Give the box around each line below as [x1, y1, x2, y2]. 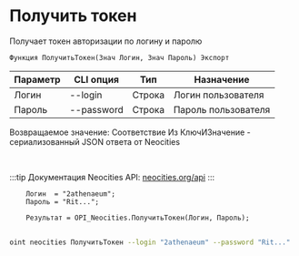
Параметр [14, 73, 61, 86]
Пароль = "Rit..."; [25, 197, 100, 206]
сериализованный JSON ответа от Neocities [9, 136, 180, 147]
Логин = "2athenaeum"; [25, 189, 116, 199]
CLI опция [74, 73, 120, 86]
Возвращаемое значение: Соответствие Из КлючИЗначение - [9, 127, 252, 138]
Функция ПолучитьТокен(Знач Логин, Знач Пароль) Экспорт [9, 53, 230, 62]
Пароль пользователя [173, 103, 271, 116]
